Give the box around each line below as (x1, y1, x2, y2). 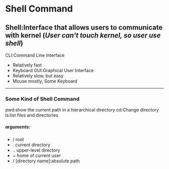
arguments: (5, 124, 31, 130)
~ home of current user (12, 152, 61, 159)
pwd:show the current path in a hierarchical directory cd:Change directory (5, 107, 159, 113)
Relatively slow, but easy (12, 73, 64, 79)
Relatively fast (12, 62, 42, 68)
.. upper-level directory (12, 147, 60, 153)
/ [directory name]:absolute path (12, 158, 80, 164)
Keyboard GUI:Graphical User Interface (12, 68, 94, 73)
